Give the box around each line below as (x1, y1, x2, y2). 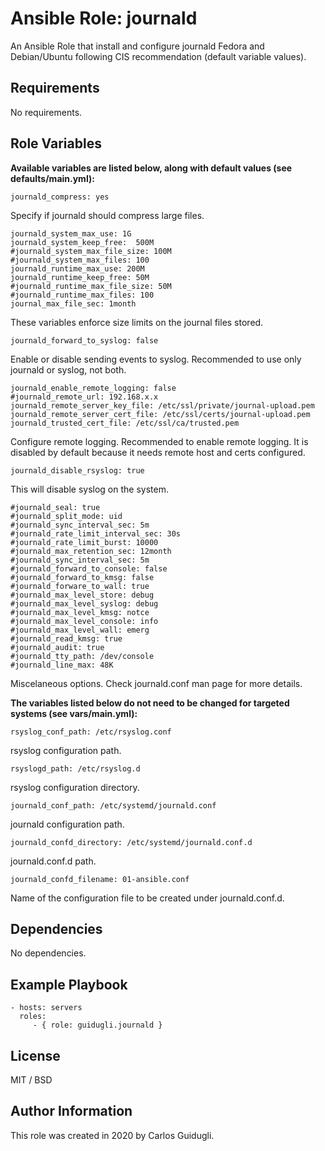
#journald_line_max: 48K (10, 660, 114, 670)
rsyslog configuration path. (10, 744, 122, 756)
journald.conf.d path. (10, 855, 97, 867)
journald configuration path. (10, 818, 125, 830)
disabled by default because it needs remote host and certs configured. (10, 446, 306, 458)
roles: (19, 1012, 47, 1022)
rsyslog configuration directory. (10, 781, 140, 793)
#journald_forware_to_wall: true (10, 581, 150, 591)
